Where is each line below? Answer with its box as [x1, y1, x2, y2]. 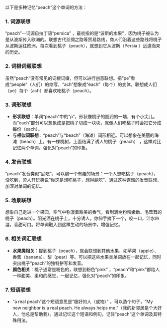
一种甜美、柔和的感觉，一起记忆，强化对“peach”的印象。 [12, 273, 129, 279]
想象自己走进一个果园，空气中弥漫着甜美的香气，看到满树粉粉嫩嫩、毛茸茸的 [5, 209, 162, 215]
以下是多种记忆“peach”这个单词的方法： [5, 4, 87, 10]
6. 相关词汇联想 [5, 235, 42, 242]
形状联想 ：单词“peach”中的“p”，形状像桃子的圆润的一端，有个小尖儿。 [12, 113, 158, 119]
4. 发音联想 [5, 158, 32, 165]
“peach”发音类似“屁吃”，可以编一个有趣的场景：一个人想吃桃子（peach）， [5, 171, 158, 177]
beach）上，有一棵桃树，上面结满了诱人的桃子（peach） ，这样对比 [21, 138, 162, 144]
